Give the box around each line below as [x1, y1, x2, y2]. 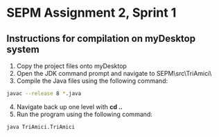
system [6, 43, 40, 55]
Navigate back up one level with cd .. [16, 102, 123, 111]
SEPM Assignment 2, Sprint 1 [6, 5, 177, 21]
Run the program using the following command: [16, 110, 153, 118]
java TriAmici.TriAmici [6, 123, 76, 130]
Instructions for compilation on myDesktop [6, 33, 195, 45]
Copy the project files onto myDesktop [16, 62, 128, 70]
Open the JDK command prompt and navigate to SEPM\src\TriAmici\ [16, 70, 212, 77]
